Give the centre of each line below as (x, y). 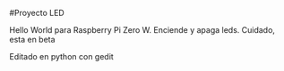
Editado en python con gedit (61, 56)
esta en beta (32, 39)
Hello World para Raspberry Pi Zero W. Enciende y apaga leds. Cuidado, (142, 30)
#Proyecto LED (37, 13)
